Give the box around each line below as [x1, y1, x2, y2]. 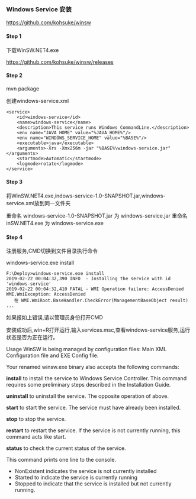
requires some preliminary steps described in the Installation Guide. [6, 381, 171, 388]
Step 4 [6, 234, 23, 241]
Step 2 [6, 72, 23, 79]
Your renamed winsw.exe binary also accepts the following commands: [6, 364, 179, 371]
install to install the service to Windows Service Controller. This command [6, 375, 187, 382]
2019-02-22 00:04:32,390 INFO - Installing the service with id [6, 276, 171, 282]
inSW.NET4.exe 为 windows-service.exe [6, 219, 104, 226]
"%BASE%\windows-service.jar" [96, 145, 171, 151]
